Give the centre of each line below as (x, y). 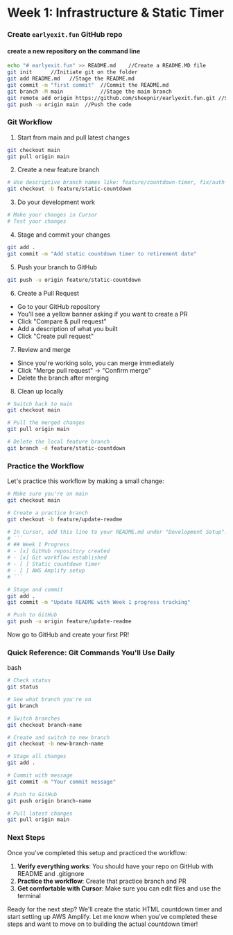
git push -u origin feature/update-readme (69, 622)
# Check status (29, 681)
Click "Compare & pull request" (62, 321)
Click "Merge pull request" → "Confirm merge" (84, 370)
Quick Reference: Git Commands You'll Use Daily (91, 652)
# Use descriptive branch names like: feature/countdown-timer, (102, 183)
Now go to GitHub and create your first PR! (68, 635)
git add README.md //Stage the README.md (71, 79)
